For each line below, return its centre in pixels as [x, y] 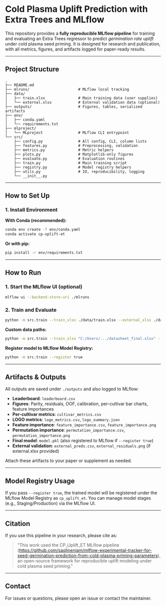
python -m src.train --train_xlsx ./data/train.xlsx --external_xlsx [78, 320]
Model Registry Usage [40, 481]
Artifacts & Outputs [36, 377]
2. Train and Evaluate [31, 310]
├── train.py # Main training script [70, 163]
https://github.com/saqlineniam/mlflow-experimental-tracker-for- [85, 550]
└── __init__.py [31, 176]
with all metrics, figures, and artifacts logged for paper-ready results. [75, 49]
